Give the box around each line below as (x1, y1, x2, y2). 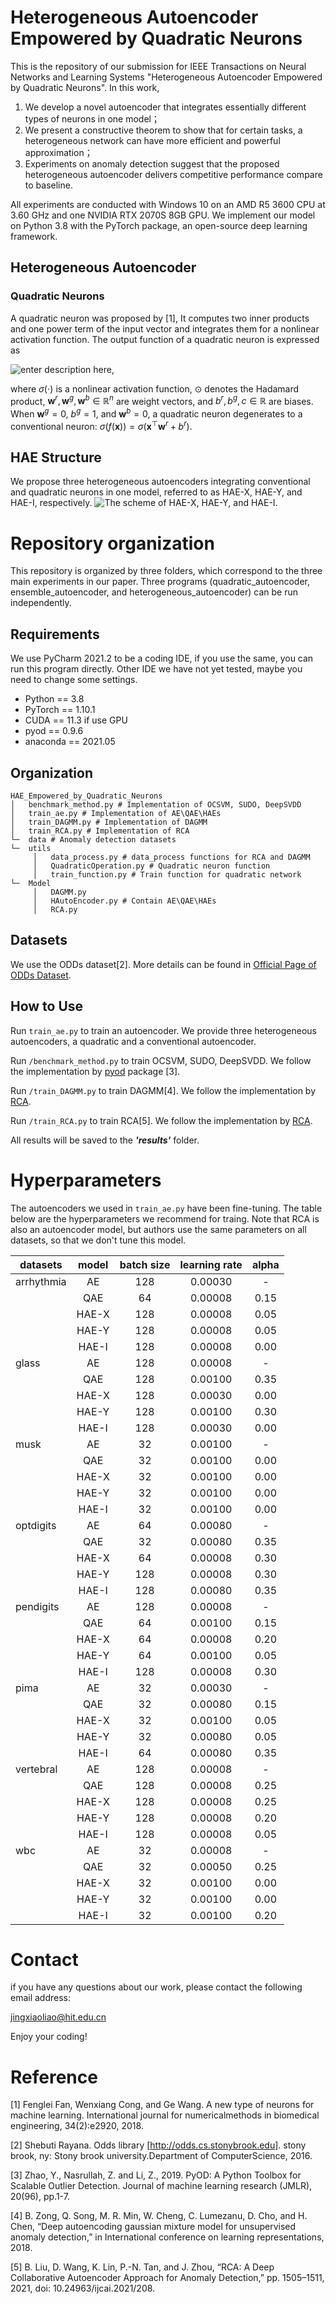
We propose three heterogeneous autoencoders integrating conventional (10, 476, 311, 488)
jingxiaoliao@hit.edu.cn (10, 2011, 107, 2023)
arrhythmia (15, 1274, 67, 1288)
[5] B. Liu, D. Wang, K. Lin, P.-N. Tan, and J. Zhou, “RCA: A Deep (10, 2261, 275, 2273)
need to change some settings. (10, 674, 138, 686)
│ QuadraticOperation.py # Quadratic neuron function (32, 861, 271, 871)
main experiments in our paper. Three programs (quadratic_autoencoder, (10, 576, 310, 588)
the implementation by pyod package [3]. (10, 1065, 181, 1077)
